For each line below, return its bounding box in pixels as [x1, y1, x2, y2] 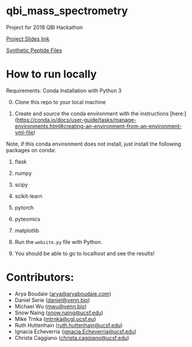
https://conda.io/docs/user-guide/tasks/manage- [17, 116, 137, 123]
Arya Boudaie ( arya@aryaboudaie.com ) [14, 290, 111, 297]
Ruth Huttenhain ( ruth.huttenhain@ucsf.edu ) [14, 322, 123, 329]
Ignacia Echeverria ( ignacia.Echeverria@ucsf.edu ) [14, 327, 137, 335]
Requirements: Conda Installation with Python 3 [6, 87, 122, 94]
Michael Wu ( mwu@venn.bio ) [14, 303, 87, 310]
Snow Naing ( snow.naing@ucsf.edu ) [14, 309, 103, 316]
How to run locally [6, 68, 97, 81]
